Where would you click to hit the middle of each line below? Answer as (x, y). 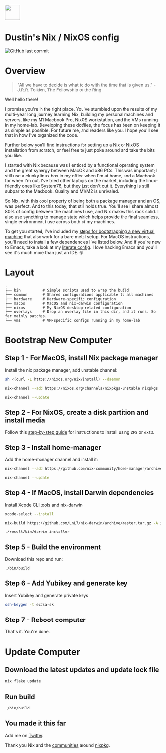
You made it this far (36, 724)
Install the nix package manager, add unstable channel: (61, 370)
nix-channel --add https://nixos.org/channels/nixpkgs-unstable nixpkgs (82, 388)
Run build (20, 697)
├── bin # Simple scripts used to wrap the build (67, 290)
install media (25, 420)
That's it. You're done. (28, 632)
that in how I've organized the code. (42, 135)
